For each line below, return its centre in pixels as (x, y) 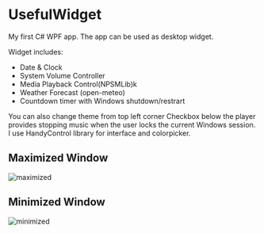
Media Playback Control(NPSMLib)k (78, 84)
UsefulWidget (55, 15)
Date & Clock (41, 67)
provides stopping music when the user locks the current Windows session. (132, 124)
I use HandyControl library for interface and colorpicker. (99, 133)
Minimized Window (57, 202)
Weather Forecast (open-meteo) (72, 92)
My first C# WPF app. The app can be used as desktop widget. (111, 36)
